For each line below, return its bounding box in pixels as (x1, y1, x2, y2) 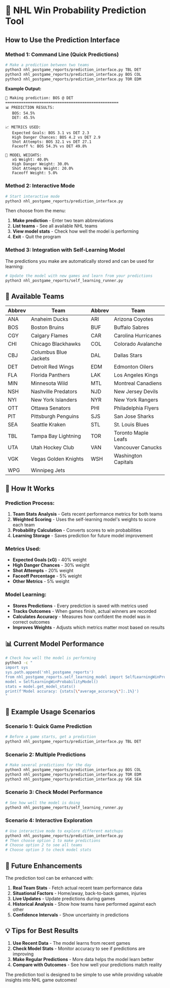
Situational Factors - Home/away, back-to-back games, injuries (12, 890, 147, 897)
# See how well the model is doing (5, 800, 80, 805)
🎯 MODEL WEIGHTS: (5, 152, 42, 158)
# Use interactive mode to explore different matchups (5, 828, 123, 833)
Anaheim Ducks (31, 316, 68, 323)
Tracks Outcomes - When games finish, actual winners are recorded (12, 608, 157, 614)
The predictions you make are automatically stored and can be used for (5, 258, 154, 264)
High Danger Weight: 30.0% (12, 162, 69, 167)
